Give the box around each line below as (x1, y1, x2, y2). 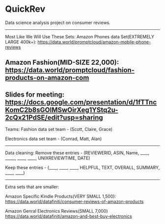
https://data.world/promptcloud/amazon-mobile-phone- (37, 39, 151, 45)
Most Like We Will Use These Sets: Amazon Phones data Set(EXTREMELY (5, 33, 155, 40)
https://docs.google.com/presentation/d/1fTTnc (5, 98, 157, 106)
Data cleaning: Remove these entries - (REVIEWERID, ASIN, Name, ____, (5, 150, 150, 156)
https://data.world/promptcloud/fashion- (5, 66, 135, 75)
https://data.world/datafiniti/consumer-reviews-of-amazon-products (5, 199, 144, 204)
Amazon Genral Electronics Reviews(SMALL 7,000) (5, 208, 108, 214)
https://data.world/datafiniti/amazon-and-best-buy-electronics (5, 213, 132, 219)
